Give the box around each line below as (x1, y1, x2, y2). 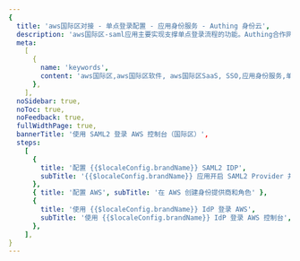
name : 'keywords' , (40, 64, 109, 73)
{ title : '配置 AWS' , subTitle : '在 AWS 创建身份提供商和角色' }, (31, 188, 268, 197)
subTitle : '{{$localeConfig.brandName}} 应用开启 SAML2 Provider (40, 171, 284, 180)
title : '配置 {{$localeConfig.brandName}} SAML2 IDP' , (40, 163, 247, 172)
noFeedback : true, (16, 113, 86, 122)
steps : (16, 138, 41, 147)
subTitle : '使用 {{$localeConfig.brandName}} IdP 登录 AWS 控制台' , (40, 213, 292, 222)
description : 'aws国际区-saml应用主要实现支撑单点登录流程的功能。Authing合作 (16, 30, 287, 39)
